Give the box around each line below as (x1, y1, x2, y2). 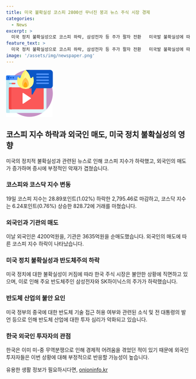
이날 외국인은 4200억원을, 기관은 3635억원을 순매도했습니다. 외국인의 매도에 (6, 233, 181, 240)
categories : (6, 15, 35, 22)
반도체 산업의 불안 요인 (6, 294, 66, 302)
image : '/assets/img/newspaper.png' (6, 53, 95, 59)
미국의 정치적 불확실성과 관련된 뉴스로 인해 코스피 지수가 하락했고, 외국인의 (6, 157, 176, 164)
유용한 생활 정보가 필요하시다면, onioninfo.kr (6, 366, 108, 373)
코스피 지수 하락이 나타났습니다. (12, 240, 84, 247)
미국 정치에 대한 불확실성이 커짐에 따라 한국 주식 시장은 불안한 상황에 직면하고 (6, 271, 182, 278)
